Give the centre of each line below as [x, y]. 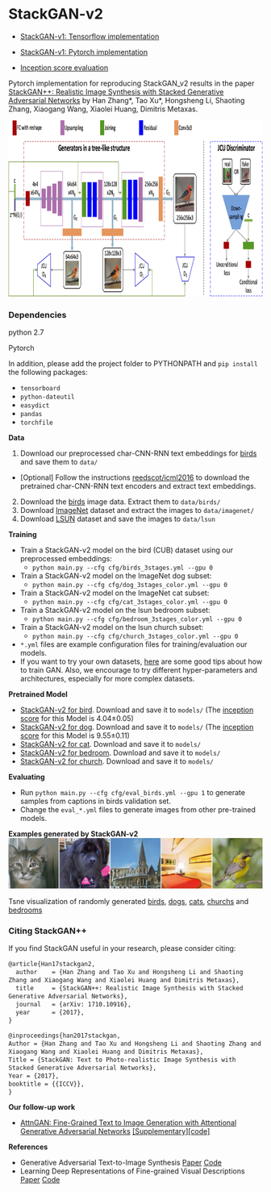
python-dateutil [47, 397]
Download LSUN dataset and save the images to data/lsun [118, 519]
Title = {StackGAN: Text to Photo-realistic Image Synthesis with [122, 1060]
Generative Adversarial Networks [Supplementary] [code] [115, 1131]
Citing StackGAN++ [48, 931]
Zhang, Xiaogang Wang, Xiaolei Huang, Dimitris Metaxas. [103, 109]
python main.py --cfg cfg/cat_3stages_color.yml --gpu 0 [130, 602]
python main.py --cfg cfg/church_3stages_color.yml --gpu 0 [135, 637]
